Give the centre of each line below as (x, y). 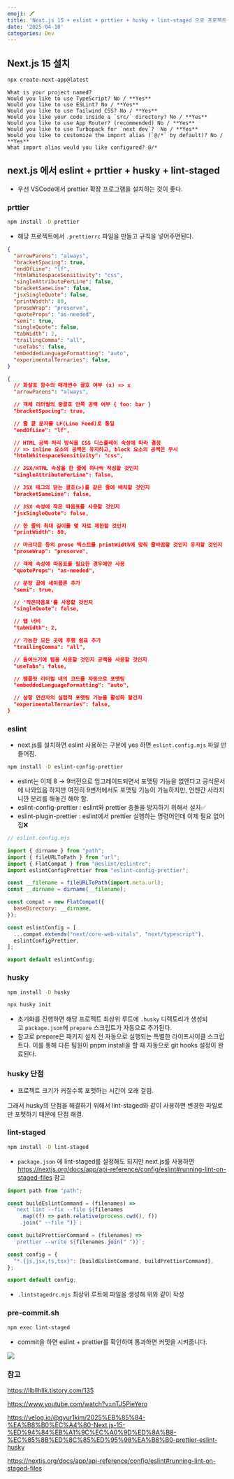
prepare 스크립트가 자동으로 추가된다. (121, 1028)
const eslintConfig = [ (42, 927)
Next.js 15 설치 (39, 63)
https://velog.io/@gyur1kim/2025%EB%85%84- (76, 1417)
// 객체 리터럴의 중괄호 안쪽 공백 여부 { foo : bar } (82, 405)
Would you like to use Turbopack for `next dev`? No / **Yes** (103, 129)
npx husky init (29, 1005)
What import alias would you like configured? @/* (82, 148)
